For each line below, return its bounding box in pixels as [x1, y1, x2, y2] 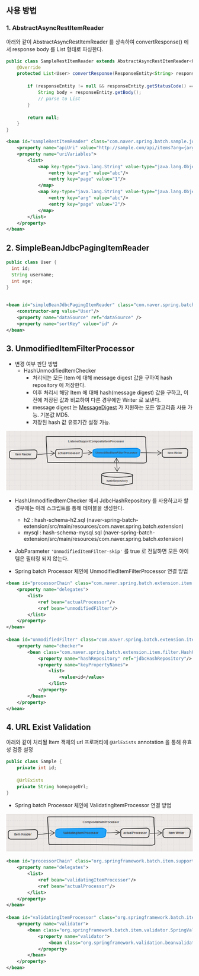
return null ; [27, 115, 60, 121]
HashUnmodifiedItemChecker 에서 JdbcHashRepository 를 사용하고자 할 [14, 497, 189, 504]
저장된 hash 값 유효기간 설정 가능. [32, 418, 111, 426]
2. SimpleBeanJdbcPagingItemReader [6, 243, 150, 253]
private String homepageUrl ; [17, 783, 89, 789]
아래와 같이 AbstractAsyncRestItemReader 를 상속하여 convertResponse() [6, 38, 182, 45]
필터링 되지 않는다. [25, 555, 69, 562]
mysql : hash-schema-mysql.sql [23, 529, 102, 536]
